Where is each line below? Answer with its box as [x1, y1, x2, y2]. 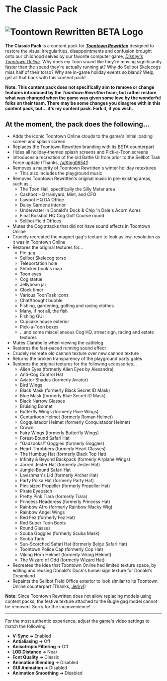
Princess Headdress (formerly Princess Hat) [19, 499, 110, 505]
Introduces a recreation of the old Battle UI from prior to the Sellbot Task [12, 154, 161, 160]
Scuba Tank [19, 535, 45, 541]
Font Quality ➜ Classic [12, 654, 60, 660]
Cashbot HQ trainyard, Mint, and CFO [19, 191, 96, 197]
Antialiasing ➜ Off [12, 638, 51, 644]
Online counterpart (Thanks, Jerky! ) [12, 583, 86, 589]
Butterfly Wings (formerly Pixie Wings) [19, 408, 99, 414]
